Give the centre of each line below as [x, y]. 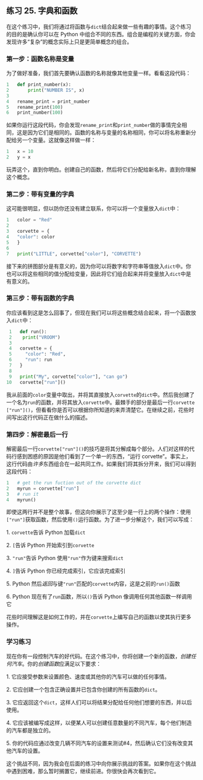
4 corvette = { [30, 349]
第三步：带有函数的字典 [40, 298]
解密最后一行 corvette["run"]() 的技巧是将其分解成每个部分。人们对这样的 [98, 449]
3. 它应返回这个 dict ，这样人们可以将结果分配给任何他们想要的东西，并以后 [99, 702]
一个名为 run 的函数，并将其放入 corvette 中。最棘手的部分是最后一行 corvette [101, 402]
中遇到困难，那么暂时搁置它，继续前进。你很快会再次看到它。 [83, 771]
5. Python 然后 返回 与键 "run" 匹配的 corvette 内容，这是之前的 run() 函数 [93, 584]
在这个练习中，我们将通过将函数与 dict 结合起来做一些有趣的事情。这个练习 [99, 27]
